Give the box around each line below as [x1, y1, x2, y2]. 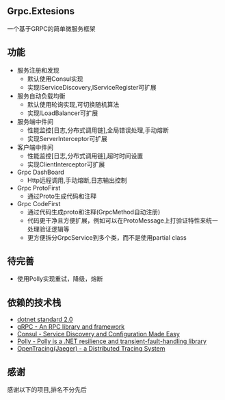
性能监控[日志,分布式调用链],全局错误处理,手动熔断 [27, 126, 169, 134]
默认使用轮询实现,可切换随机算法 [27, 100, 120, 108]
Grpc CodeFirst [16, 199, 61, 208]
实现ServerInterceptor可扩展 [27, 134, 107, 142]
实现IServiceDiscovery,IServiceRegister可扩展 [27, 83, 157, 91]
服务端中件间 [16, 117, 53, 125]
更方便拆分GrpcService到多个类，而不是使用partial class [27, 233, 187, 242]
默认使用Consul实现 [27, 75, 83, 83]
